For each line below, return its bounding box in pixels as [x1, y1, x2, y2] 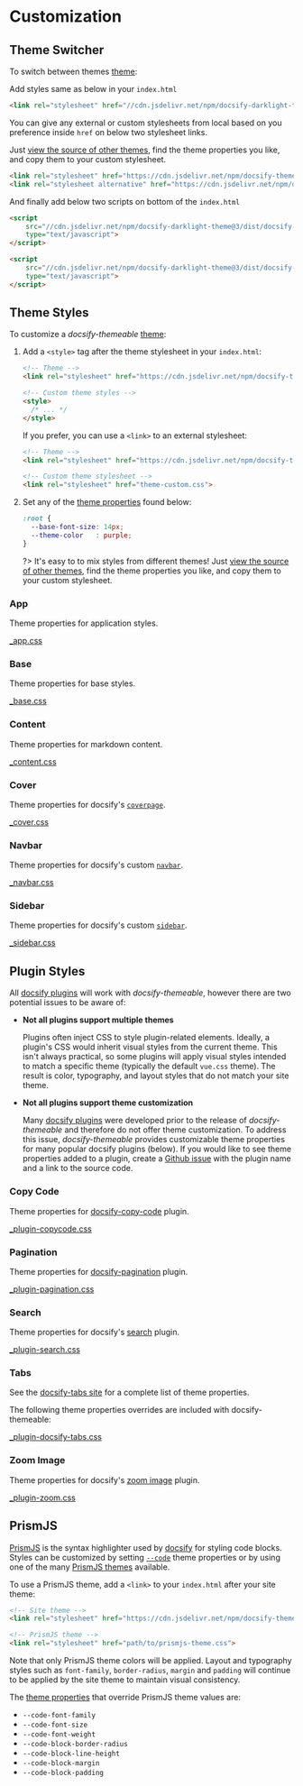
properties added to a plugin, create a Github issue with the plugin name [22, 1153, 291, 1164]
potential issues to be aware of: [9, 997, 126, 1008]
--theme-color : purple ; [31, 530, 133, 540]
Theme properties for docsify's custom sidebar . [9, 920, 188, 930]
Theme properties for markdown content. [9, 738, 163, 749]
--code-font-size [22, 1720, 88, 1730]
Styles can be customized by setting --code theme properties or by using [9, 1552, 281, 1562]
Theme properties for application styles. [9, 618, 159, 628]
